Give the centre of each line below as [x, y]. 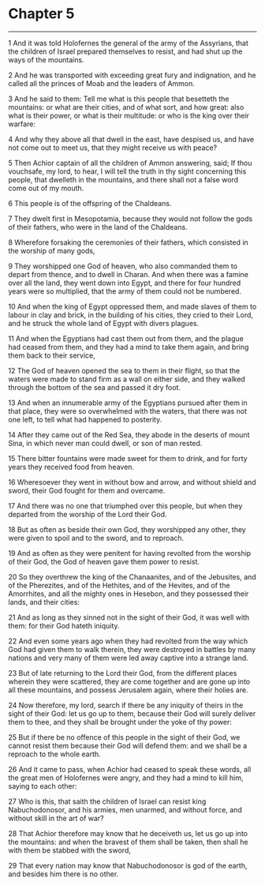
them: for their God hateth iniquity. [64, 625]
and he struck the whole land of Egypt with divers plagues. [104, 323]
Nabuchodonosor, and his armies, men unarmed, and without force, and [125, 809]
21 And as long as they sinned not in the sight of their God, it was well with [129, 617]
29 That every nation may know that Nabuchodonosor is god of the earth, [128, 865]
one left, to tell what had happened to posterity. [85, 419]
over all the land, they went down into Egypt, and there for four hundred [125, 283]
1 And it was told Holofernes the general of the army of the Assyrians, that [128, 43]
